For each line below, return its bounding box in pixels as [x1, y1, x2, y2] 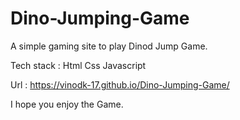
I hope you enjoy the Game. [10, 98, 124, 110]
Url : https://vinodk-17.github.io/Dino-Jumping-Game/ [10, 78, 230, 91]
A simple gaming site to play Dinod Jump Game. [10, 40, 208, 52]
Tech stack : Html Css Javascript [10, 59, 147, 71]
